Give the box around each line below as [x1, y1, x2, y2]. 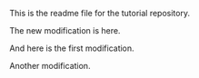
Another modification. [9, 61, 91, 71]
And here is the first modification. [9, 43, 134, 54]
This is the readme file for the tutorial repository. [9, 8, 191, 18]
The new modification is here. [9, 25, 121, 35]
